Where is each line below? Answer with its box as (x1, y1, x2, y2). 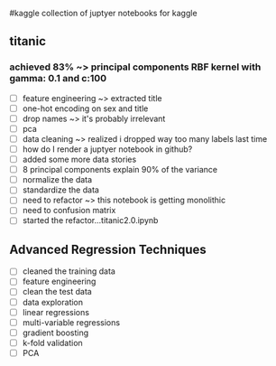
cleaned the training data (22, 266, 115, 277)
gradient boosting (22, 327, 88, 338)
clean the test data (22, 286, 92, 297)
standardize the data (22, 184, 99, 195)
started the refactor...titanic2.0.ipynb (22, 215, 159, 226)
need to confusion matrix (22, 205, 116, 216)
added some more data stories (22, 154, 137, 165)
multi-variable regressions (22, 316, 120, 328)
